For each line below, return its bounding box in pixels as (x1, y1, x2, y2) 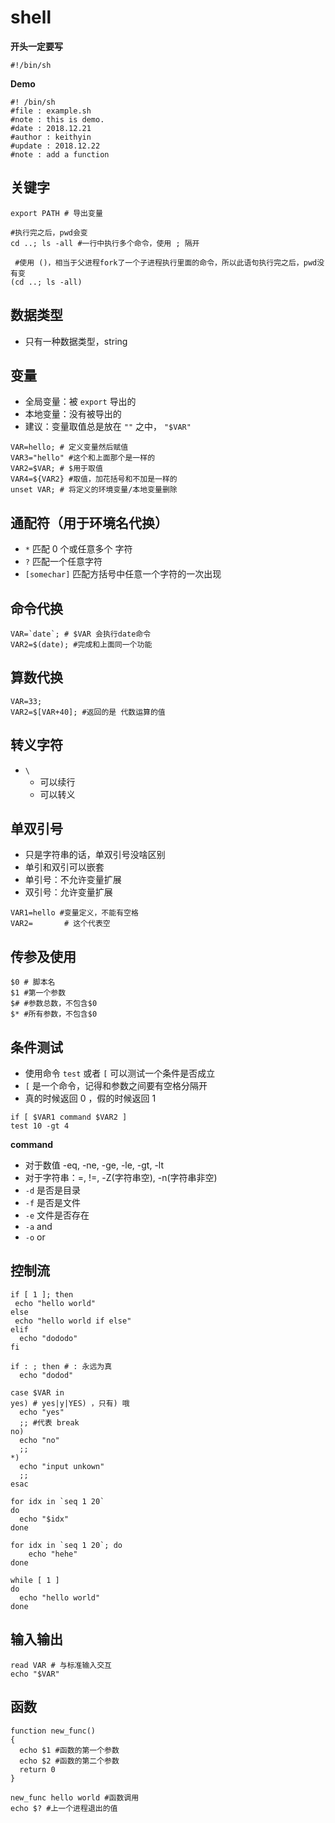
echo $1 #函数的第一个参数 (19, 1745, 120, 1755)
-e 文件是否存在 (24, 1209, 90, 1221)
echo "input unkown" (19, 1461, 105, 1471)
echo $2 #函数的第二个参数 (19, 1756, 120, 1766)
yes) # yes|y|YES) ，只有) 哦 (10, 1398, 130, 1408)
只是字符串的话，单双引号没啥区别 (24, 849, 166, 861)
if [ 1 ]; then (10, 1289, 74, 1300)
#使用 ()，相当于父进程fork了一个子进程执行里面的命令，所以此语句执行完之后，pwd (14, 257, 318, 268)
